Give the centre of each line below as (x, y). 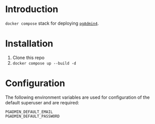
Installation (29, 44)
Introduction (32, 9)
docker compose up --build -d (44, 63)
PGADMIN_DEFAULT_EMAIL (29, 112)
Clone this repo (28, 57)
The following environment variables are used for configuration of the (77, 97)
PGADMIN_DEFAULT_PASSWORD (32, 116)
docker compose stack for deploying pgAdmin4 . (52, 23)
